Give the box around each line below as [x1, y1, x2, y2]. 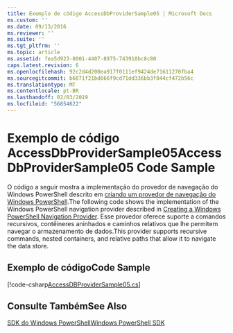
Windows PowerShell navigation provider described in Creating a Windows [7, 205, 221, 213]
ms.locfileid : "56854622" [7, 101, 82, 108]
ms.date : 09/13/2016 [7, 23, 67, 30]
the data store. [7, 241, 49, 250]
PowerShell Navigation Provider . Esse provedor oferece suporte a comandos [7, 212, 226, 221]
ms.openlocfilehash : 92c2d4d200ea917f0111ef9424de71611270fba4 [7, 68, 194, 75]
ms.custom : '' [7, 17, 49, 24]
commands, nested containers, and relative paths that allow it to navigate [7, 234, 216, 243]
